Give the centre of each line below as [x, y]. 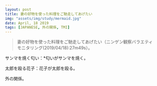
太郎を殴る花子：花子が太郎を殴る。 [41, 69]
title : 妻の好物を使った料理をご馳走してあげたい [49, 14]
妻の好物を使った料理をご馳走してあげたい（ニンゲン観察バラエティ [85, 42]
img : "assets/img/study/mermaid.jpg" [43, 18]
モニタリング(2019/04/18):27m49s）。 [54, 48]
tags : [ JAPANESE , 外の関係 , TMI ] [37, 28]
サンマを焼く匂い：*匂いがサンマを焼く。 [47, 58]
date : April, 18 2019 [27, 23]
